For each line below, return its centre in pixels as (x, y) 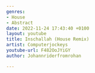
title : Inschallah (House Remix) (48, 39)
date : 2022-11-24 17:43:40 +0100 (48, 28)
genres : (16, 12)
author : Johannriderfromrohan (44, 56)
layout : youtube (26, 34)
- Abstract (20, 23)
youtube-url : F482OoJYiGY (38, 50)
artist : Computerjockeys (37, 45)
